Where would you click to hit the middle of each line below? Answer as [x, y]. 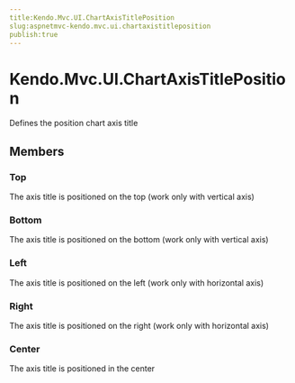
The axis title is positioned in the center [82, 369]
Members [37, 151]
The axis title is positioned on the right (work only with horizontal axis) [139, 325]
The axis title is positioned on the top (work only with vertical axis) [132, 196]
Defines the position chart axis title [74, 123]
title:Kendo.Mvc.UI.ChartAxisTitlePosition [92, 18]
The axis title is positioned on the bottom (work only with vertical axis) [139, 240]
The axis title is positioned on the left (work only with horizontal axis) [137, 283]
